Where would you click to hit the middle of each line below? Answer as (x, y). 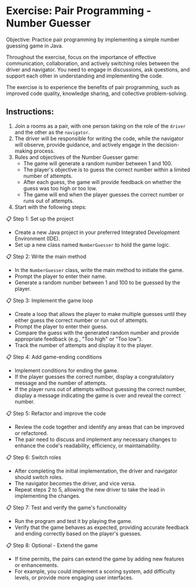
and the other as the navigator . (52, 132)
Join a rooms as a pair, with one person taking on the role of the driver (100, 126)
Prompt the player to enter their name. (61, 276)
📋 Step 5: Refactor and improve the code (56, 413)
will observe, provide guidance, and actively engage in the (85, 144)
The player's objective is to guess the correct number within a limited (106, 169)
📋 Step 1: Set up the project (40, 219)
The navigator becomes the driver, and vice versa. (75, 483)
